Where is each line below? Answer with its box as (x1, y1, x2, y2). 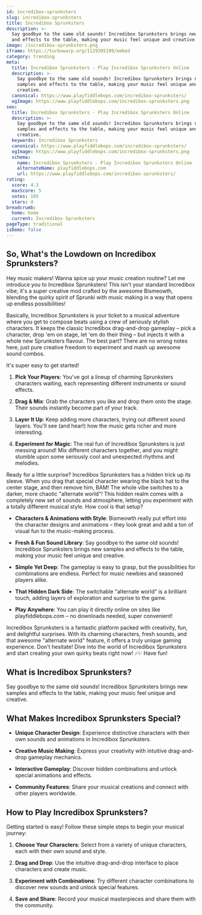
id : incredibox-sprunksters (6, 8, 77, 15)
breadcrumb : (6, 204, 36, 210)
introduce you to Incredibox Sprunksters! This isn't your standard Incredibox (6, 281, 195, 288)
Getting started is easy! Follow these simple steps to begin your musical (6, 823, 185, 830)
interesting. (14, 428, 43, 436)
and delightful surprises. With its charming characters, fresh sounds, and (6, 630, 188, 637)
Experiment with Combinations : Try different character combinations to (14, 877, 194, 884)
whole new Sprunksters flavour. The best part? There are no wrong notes (6, 337, 188, 344)
